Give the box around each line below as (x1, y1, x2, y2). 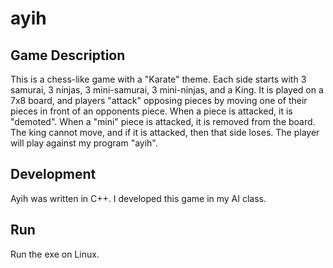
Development (10, 166, 97, 183)
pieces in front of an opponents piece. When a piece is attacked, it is (10, 105, 293, 117)
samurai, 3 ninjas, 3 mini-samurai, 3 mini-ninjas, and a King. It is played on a (10, 84, 324, 96)
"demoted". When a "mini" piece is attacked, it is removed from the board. (10, 116, 316, 127)
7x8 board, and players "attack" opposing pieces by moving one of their (10, 95, 308, 106)
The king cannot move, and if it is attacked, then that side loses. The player (10, 127, 320, 138)
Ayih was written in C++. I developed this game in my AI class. (10, 192, 267, 204)
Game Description (10, 47, 126, 64)
